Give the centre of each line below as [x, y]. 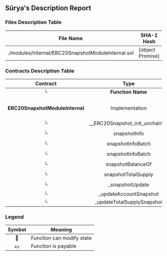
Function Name [129, 92]
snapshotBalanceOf [129, 164]
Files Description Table [34, 22]
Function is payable [53, 246]
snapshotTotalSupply [129, 175]
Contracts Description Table [40, 70]
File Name [71, 38]
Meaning [61, 230]
